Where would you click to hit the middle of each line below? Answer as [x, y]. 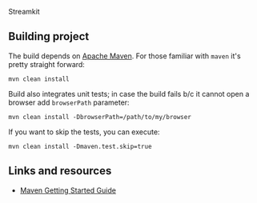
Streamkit [24, 12]
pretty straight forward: [47, 64]
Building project [49, 36]
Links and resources [60, 171]
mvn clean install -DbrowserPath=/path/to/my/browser [100, 117]
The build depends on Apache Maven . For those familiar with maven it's [125, 56]
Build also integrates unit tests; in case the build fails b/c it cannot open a [129, 94]
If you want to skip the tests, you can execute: [84, 132]
